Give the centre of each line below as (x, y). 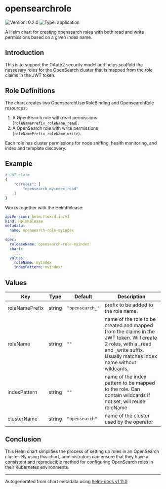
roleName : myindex (33, 263)
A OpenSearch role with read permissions (55, 117)
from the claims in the (130, 331)
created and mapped (129, 325)
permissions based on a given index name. (49, 37)
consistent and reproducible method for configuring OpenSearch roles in (79, 462)
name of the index (125, 377)
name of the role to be (130, 319)
